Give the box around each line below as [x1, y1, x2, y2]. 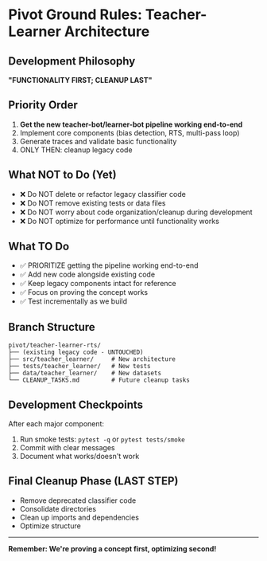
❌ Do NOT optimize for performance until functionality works [19, 216, 220, 226]
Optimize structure [19, 520, 81, 531]
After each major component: [8, 419, 105, 429]
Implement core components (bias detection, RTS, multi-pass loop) [19, 127, 240, 137]
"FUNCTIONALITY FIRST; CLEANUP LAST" [8, 76, 153, 84]
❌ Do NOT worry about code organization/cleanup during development [19, 207, 253, 217]
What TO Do [8, 240, 70, 253]
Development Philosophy [8, 54, 136, 68]
